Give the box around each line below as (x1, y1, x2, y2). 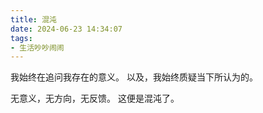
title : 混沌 (10, 14, 57, 25)
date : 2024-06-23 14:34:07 (10, 24, 123, 34)
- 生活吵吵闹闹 (10, 42, 65, 53)
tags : (10, 33, 33, 43)
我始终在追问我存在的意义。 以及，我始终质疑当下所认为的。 (10, 71, 258, 83)
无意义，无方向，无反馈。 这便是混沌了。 (10, 92, 180, 105)
